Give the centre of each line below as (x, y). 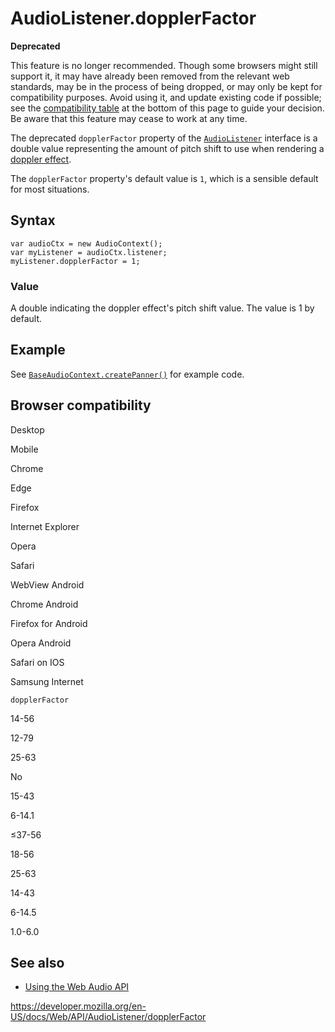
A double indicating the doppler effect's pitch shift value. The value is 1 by (162, 308)
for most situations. (50, 189)
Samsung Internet (47, 681)
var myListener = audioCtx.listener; (89, 252)
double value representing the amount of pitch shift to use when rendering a (167, 148)
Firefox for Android (49, 623)
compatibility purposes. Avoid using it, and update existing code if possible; (166, 97)
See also (37, 963)
